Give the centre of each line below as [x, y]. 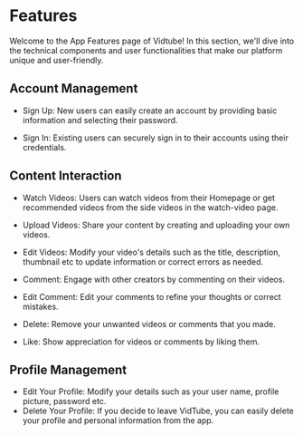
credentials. [44, 147]
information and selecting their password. [100, 120]
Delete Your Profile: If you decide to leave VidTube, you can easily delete [158, 411]
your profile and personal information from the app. [118, 420]
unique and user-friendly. [57, 60]
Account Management [74, 88]
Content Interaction [66, 176]
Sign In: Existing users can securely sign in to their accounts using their [156, 138]
